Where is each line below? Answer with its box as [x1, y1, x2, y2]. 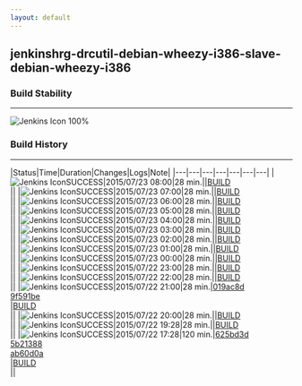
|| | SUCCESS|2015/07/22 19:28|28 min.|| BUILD [10, 319, 239, 330]
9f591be [10, 290, 41, 301]
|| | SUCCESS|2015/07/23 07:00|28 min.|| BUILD [10, 185, 240, 197]
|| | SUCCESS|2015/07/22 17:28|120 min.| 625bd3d [10, 329, 249, 339]
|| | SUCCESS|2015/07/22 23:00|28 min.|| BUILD [10, 262, 241, 273]
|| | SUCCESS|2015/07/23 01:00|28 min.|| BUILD [10, 243, 240, 253]
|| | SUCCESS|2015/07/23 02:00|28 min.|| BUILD [10, 234, 241, 244]
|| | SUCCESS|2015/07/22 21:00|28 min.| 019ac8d [10, 281, 245, 292]
